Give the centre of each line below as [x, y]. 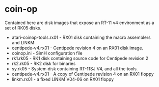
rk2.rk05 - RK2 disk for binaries [43, 63]
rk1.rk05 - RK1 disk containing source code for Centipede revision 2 [80, 58]
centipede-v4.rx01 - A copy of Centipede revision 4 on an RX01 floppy [83, 74]
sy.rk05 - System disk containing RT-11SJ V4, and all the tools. [75, 69]
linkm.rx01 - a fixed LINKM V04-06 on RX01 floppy [63, 79]
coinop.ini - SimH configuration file [47, 53]
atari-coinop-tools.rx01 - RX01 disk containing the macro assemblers [81, 37]
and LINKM [23, 42]
